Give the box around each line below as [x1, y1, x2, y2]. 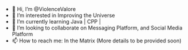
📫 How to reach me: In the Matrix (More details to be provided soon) [11, 37, 182, 44]
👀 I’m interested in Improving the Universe [11, 12, 115, 19]
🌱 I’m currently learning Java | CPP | [11, 18, 101, 25]
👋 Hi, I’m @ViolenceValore [11, 6, 76, 12]
